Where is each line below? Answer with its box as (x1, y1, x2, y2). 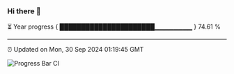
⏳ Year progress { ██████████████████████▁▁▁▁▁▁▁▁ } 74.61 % (7, 22, 221, 31)
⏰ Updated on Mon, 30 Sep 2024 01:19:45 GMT (7, 45, 144, 54)
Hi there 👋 (7, 6, 42, 16)
